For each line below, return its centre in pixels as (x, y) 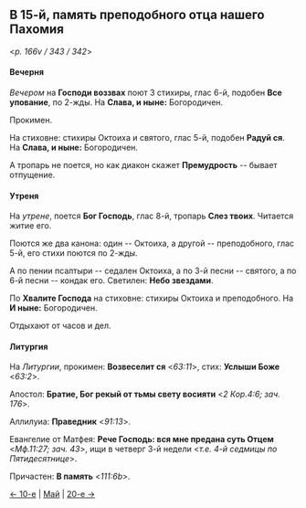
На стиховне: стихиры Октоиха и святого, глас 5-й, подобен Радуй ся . (147, 138)
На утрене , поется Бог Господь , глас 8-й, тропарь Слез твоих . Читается (152, 216)
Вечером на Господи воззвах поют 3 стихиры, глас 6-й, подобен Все (146, 93)
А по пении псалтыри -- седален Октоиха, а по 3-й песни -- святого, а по (153, 271)
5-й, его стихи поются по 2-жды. (74, 253)
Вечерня (26, 72)
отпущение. (32, 175)
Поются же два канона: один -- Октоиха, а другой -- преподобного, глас (152, 243)
